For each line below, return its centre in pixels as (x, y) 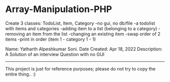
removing (15, 34)
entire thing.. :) (20, 74)
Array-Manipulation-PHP (59, 9)
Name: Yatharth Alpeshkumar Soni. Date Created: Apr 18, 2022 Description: (84, 49)
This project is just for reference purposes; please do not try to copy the (80, 68)
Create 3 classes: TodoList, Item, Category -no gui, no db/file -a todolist (80, 23)
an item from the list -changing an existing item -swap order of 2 (93, 34)
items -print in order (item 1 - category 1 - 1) (51, 39)
